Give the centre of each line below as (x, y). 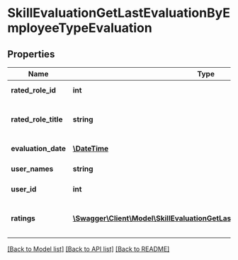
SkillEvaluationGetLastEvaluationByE (119, 13)
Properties (31, 54)
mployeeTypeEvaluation (80, 28)
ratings (23, 218)
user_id (24, 189)
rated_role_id (34, 90)
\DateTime (90, 148)
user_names (32, 169)
